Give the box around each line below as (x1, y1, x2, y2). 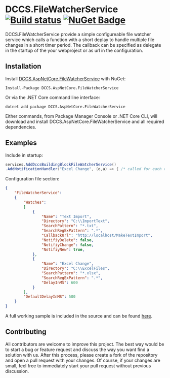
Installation (5, 62, 41, 71)
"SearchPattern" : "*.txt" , (41, 224, 99, 229)
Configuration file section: (5, 176, 60, 182)
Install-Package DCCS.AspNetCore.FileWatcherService (5, 85, 119, 90)
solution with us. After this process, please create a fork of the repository (5, 352, 158, 358)
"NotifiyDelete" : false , (41, 237, 94, 242)
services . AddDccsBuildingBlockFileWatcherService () (5, 162, 116, 167)
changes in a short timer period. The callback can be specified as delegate (5, 42, 161, 48)
